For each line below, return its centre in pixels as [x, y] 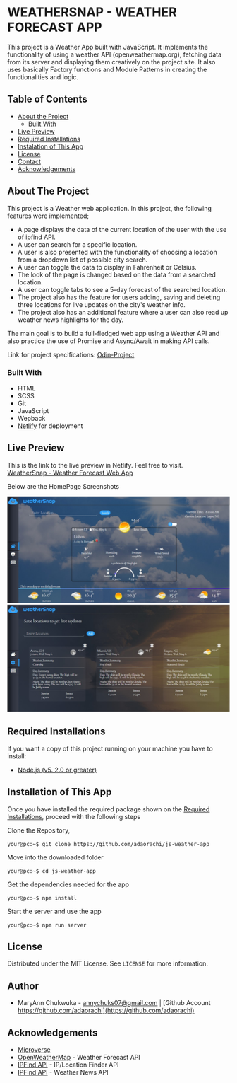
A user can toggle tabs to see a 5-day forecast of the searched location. [122, 289]
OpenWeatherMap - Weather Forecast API [79, 1058]
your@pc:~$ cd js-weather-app [52, 871]
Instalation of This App [50, 146]
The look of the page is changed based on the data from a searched [117, 274]
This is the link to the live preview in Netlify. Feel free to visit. [95, 465]
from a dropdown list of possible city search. [83, 260]
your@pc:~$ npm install [42, 898]
